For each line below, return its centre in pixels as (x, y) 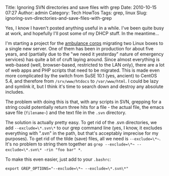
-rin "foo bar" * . (63, 149)
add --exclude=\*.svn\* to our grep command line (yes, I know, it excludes (84, 128)
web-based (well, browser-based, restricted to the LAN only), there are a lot (85, 65)
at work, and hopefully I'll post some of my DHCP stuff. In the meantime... (82, 33)
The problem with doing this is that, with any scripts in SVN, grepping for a (83, 102)
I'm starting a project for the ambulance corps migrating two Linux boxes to (84, 43)
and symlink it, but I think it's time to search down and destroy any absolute (84, 86)
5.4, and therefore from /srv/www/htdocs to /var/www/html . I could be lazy (82, 81)
